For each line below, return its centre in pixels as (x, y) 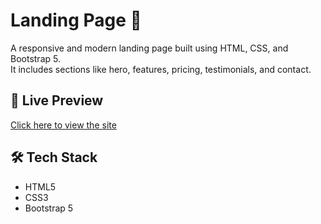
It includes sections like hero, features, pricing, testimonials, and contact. (161, 69)
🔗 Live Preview (57, 100)
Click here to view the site (63, 125)
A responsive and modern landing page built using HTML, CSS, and (149, 48)
